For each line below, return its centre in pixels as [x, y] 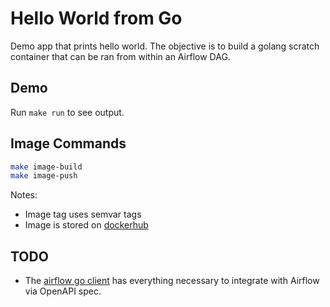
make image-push [44, 176]
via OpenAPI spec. [63, 291]
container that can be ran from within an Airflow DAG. [120, 56]
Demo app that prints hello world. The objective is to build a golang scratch [165, 46]
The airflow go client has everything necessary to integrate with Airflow [172, 281]
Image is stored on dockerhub [86, 225]
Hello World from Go [96, 18]
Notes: [24, 195]
